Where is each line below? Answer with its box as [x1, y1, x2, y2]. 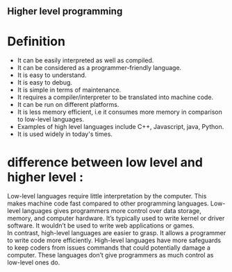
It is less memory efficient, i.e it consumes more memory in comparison [17, 108, 222, 117]
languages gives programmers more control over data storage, [22, 207, 201, 215]
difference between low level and [7, 154, 204, 170]
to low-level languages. [17, 115, 85, 124]
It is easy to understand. [17, 71, 87, 79]
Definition [7, 33, 66, 49]
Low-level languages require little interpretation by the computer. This [7, 192, 207, 201]
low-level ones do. [7, 258, 60, 266]
